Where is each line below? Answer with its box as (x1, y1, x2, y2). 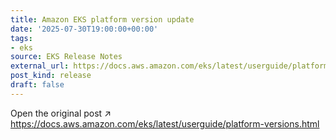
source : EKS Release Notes (10, 52, 123, 62)
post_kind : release (10, 71, 92, 81)
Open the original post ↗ (10, 107, 112, 119)
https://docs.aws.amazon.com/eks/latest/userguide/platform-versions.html (10, 117, 320, 130)
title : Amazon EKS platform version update (10, 14, 195, 25)
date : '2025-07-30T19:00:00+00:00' (10, 24, 159, 34)
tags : (10, 33, 33, 43)
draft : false (10, 80, 65, 90)
